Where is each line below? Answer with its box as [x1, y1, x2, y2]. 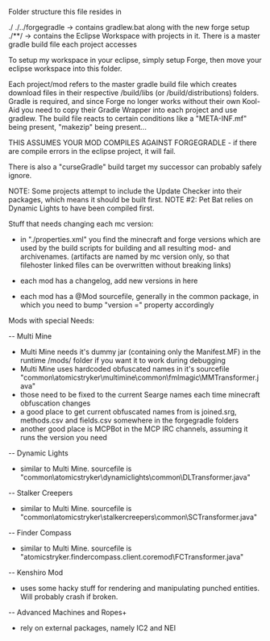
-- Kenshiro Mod [8, 568, 64, 577]
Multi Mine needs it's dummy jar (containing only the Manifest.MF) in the [19, 347, 261, 356]
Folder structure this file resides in [8, 7, 123, 16]
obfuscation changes [19, 398, 91, 408]
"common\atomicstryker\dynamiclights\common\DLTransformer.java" [19, 472, 251, 482]
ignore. [8, 171, 32, 180]
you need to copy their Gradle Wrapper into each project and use [21, 105, 238, 114]
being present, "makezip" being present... [8, 123, 147, 131]
